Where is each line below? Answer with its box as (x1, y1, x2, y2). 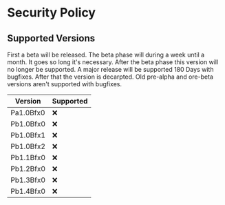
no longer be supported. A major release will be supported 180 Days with (7, 66, 214, 73)
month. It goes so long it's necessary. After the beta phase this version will (7, 58, 219, 66)
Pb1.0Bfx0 (10, 119, 46, 128)
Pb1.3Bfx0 (10, 175, 46, 184)
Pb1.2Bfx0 (10, 164, 46, 173)
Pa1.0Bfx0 (10, 108, 45, 117)
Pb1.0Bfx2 (10, 141, 46, 151)
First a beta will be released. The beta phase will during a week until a (7, 50, 205, 59)
